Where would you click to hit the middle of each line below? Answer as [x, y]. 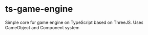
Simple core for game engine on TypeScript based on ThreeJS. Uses [74, 22]
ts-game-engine [39, 9]
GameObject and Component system [42, 27]
